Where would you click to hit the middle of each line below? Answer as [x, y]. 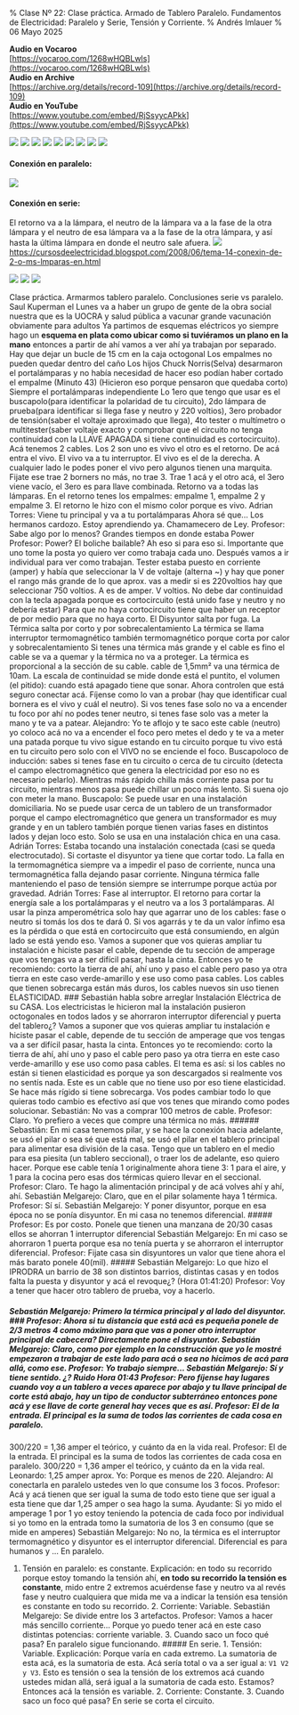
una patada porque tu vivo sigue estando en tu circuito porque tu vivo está [146, 742]
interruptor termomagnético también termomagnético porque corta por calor [149, 638]
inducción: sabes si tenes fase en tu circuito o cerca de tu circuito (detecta [146, 761]
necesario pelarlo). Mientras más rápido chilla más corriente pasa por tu [141, 780]
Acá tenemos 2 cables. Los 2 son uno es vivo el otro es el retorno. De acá [145, 449]
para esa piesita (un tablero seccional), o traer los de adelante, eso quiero [145, 1158]
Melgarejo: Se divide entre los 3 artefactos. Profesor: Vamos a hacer [147, 1616]
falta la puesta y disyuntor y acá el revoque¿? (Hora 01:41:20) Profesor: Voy [147, 1281]
